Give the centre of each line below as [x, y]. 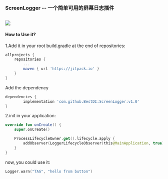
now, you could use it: [28, 162]
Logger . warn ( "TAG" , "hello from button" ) [49, 171]
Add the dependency [27, 87]
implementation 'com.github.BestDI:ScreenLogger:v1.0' [81, 101]
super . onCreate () [32, 130]
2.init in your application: [30, 116]
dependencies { [21, 97]
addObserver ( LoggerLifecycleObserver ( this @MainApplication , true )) [95, 143]
